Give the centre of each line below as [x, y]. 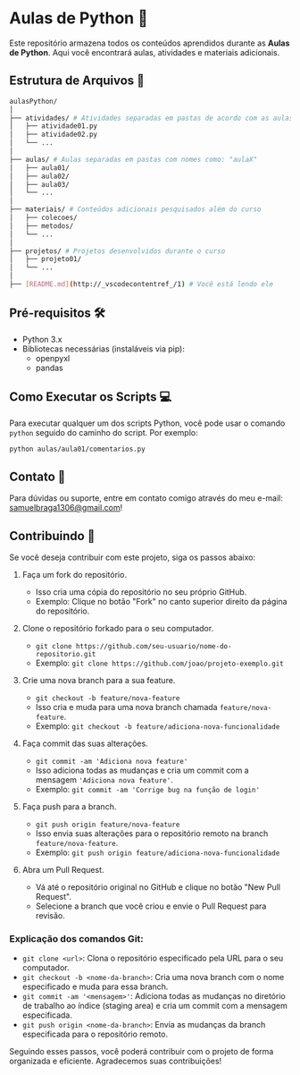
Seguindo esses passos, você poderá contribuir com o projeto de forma [142, 1052]
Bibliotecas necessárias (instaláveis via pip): [104, 349]
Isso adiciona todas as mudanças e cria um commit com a [142, 770]
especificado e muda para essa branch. [95, 986]
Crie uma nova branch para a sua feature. [99, 680]
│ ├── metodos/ [42, 226]
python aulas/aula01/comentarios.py [77, 449]
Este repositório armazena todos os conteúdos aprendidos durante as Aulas [150, 43]
